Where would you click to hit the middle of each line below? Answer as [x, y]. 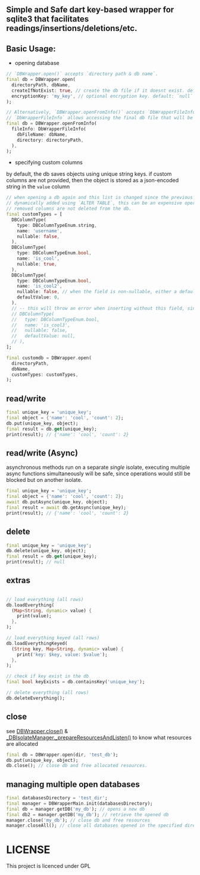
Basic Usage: [31, 49]
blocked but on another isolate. [44, 480]
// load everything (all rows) [45, 599]
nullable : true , [37, 264]
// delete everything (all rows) [48, 693]
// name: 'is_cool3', [41, 325]
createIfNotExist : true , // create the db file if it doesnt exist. [98, 91]
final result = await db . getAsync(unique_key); [66, 507]
